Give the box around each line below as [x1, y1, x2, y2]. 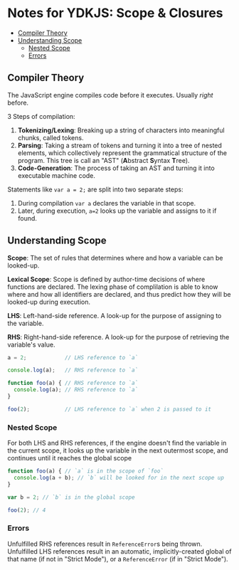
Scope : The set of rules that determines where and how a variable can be [7, 253, 223, 262]
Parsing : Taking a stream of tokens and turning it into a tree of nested [17, 141, 223, 149]
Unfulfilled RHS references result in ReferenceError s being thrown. [7, 539, 203, 548]
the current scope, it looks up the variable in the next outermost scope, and [7, 446, 229, 455]
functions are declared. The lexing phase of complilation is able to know [7, 283, 218, 291]
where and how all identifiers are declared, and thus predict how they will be [7, 290, 231, 298]
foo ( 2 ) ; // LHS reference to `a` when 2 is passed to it [7, 406, 212, 413]
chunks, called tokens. [17, 133, 84, 142]
